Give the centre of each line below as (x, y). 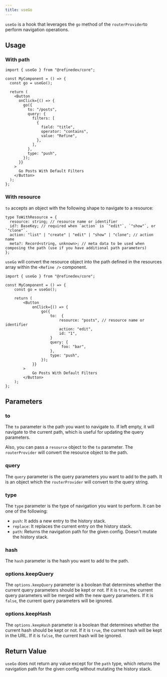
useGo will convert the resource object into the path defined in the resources (83, 261)
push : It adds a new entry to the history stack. (59, 521)
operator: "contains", (65, 132)
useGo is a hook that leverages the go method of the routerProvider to (76, 24)
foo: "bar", (73, 347)
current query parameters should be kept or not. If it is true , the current (79, 590)
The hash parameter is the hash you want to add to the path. (67, 561)
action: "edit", (76, 329)
